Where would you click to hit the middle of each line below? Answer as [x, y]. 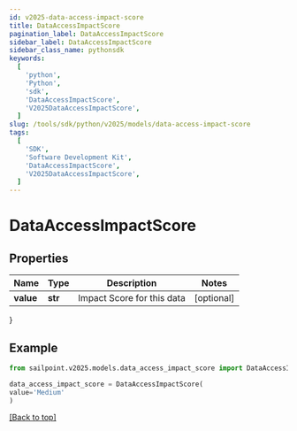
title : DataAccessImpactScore [65, 26]
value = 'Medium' [37, 392]
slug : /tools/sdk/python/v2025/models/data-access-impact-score [130, 125]
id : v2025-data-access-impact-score [76, 17]
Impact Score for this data [132, 298]
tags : [19, 133]
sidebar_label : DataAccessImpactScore [80, 42]
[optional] [214, 298]
